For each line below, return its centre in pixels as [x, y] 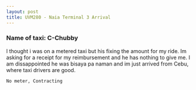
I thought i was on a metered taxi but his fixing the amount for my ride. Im [97, 51]
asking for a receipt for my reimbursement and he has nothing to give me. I [98, 57]
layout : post [22, 12]
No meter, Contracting [34, 81]
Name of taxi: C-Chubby [42, 38]
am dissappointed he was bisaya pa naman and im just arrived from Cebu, [97, 64]
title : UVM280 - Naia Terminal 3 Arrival [59, 17]
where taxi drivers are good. [41, 70]
